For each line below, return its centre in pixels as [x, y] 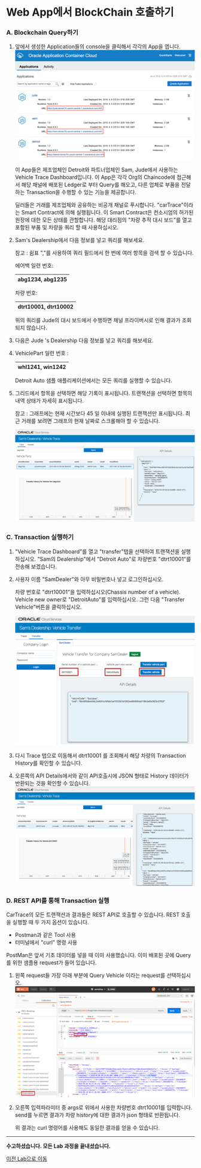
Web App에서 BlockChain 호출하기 [90, 12]
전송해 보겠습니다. [36, 566]
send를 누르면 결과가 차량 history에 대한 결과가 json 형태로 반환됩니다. [98, 1115]
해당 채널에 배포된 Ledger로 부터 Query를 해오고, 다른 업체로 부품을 [100, 185]
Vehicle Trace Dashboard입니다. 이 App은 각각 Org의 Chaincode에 [95, 177]
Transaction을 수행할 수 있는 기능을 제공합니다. [81, 192]
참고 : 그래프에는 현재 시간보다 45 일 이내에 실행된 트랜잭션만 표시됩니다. [99, 413]
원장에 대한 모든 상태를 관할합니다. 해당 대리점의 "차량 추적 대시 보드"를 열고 [103, 220]
